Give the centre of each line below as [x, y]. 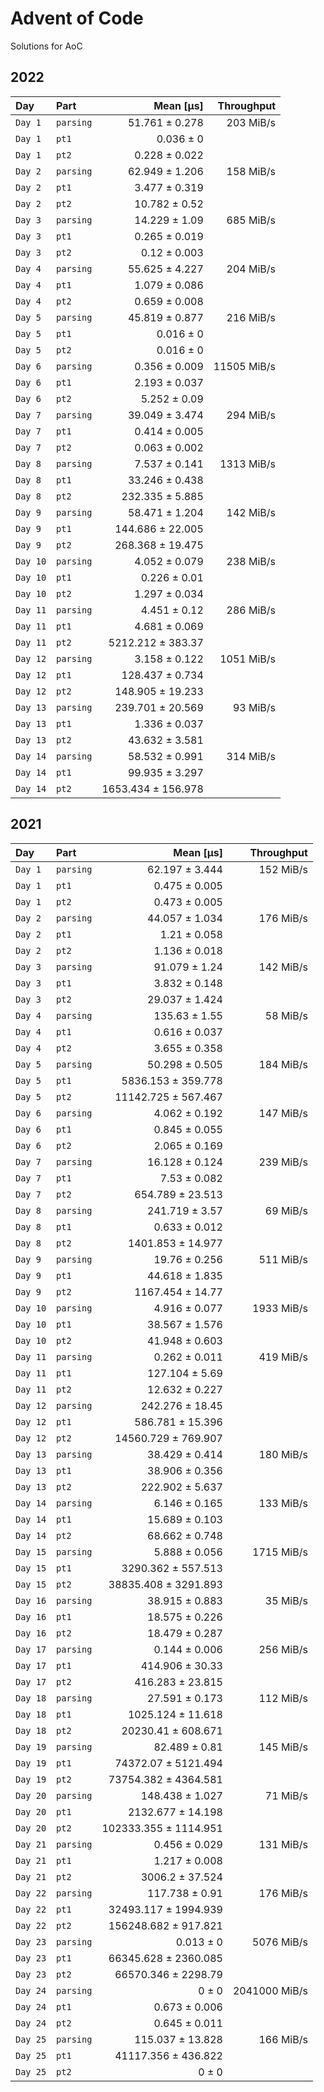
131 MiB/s [283, 1844]
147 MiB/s [283, 1113]
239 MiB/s [283, 1162]
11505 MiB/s [245, 366]
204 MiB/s [251, 269]
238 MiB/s [251, 561]
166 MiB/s [283, 2039]
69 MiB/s [286, 1210]
